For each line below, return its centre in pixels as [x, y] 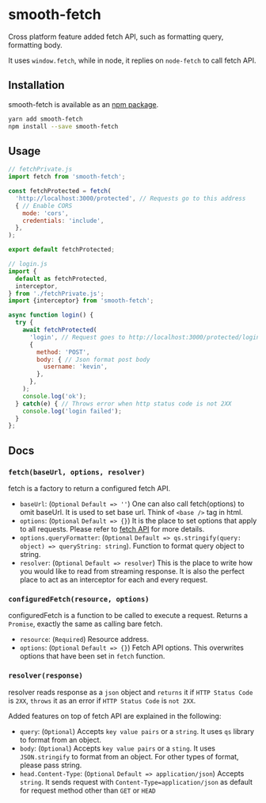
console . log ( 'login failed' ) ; [72, 411]
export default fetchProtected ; [61, 250]
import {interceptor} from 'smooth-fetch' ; [81, 301]
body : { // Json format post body [93, 359]
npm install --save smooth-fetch [63, 126]
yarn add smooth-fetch [46, 119]
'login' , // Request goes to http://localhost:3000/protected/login [144, 337]
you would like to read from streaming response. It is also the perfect [132, 571]
